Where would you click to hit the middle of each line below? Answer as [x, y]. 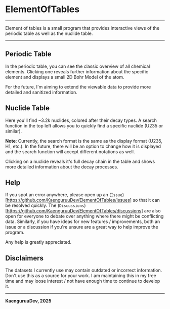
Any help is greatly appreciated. [38, 242]
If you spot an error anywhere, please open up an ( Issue [64, 195]
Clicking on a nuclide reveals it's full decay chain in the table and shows [80, 161]
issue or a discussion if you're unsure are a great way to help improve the [82, 227]
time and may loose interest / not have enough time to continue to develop [83, 281]
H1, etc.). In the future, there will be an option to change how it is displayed [83, 146]
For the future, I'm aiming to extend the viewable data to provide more [78, 86]
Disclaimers [25, 258]
